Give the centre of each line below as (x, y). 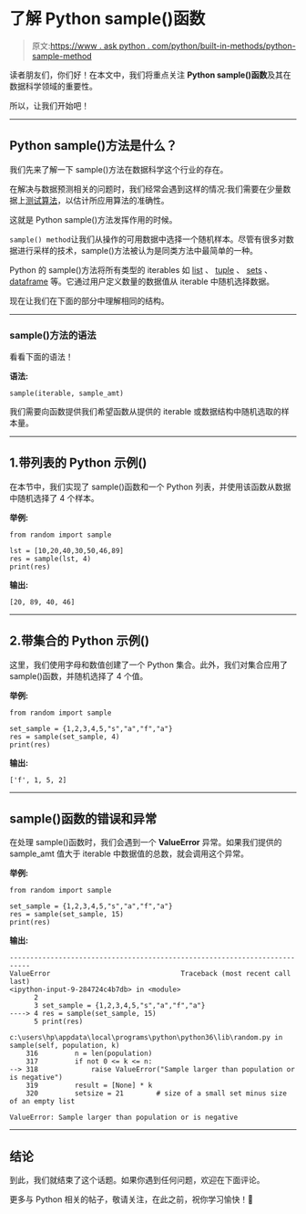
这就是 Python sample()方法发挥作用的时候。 (93, 219)
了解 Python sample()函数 (107, 19)
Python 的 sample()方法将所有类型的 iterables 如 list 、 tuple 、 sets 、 (141, 269)
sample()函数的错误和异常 (83, 819)
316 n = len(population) (89, 1054)
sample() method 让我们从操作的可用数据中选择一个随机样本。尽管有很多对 (148, 239)
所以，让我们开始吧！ (49, 105)
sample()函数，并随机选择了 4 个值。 (79, 675)
